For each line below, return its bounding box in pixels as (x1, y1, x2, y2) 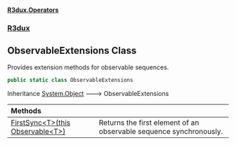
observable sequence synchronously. (98, 127, 223, 137)
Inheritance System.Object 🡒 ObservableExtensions (7, 90, 169, 98)
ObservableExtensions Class (7, 44, 137, 56)
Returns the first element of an (98, 118, 199, 127)
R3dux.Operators (7, 6, 59, 14)
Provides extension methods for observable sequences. (7, 63, 169, 71)
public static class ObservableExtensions (7, 77, 133, 84)
